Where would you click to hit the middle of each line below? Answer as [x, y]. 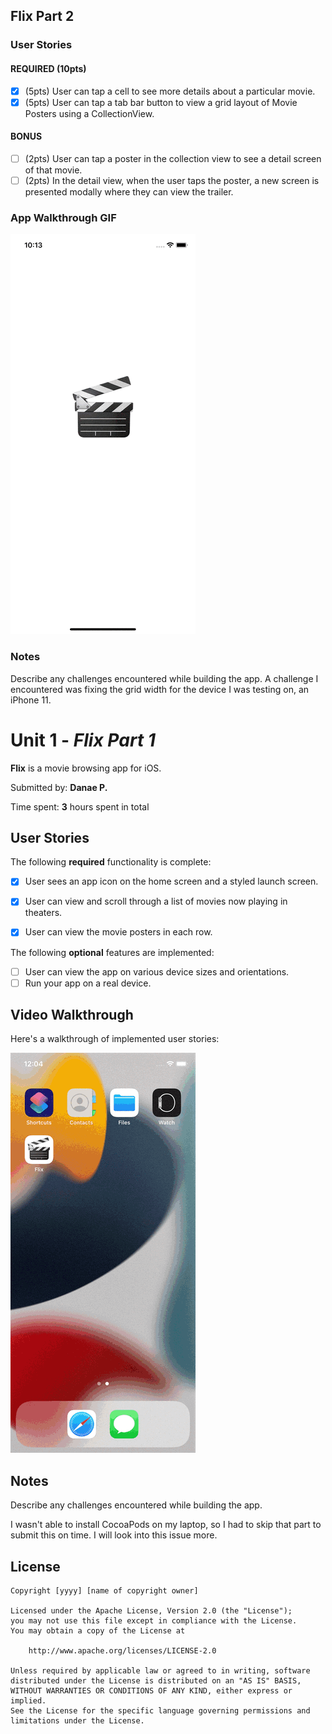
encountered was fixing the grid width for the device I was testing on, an [160, 689]
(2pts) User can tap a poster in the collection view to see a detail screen [173, 158]
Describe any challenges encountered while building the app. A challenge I [164, 678]
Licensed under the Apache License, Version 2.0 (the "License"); [151, 1611]
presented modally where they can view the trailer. [129, 191]
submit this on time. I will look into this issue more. [114, 1535]
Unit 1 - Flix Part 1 [83, 740]
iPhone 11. [31, 700]
